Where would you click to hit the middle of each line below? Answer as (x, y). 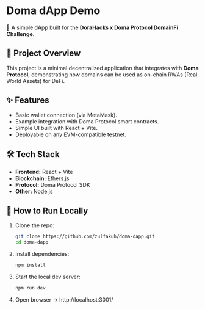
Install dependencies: (42, 253)
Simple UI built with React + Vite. (56, 128)
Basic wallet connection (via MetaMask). (66, 115)
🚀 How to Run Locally (47, 210)
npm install (30, 265)
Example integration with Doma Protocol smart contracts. (87, 121)
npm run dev (30, 288)
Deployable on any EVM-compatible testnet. (71, 134)
